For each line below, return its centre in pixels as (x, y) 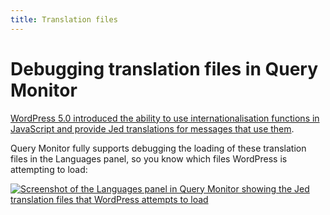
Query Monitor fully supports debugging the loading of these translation (158, 148)
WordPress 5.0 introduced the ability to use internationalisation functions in (165, 118)
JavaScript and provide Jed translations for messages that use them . (152, 128)
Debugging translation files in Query (164, 68)
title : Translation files (64, 19)
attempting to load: (49, 169)
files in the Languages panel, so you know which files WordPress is (149, 158)
